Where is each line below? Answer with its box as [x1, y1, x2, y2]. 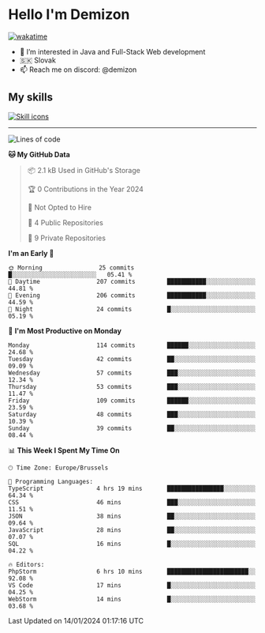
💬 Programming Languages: [8, 477, 93, 485]
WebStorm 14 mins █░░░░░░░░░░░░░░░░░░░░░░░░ [8, 595, 256, 603]
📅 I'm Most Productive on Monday [8, 326, 122, 335]
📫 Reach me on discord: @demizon [19, 65, 137, 74]
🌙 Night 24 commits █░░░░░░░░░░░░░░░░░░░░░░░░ [8, 305, 256, 313]
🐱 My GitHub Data [8, 149, 71, 159]
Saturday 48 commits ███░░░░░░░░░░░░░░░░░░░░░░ [8, 410, 256, 418]
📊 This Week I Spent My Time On [8, 445, 120, 455]
